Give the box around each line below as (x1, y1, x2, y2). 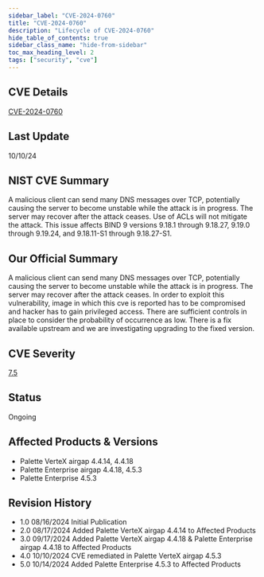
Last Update (8, 130, 70, 143)
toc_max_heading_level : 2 (8, 49, 94, 57)
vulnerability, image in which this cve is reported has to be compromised (8, 298, 246, 308)
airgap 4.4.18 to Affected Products (19, 543, 132, 552)
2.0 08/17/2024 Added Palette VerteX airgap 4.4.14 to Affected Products (19, 526, 256, 536)
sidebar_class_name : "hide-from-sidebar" (8, 41, 148, 49)
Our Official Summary (8, 251, 118, 265)
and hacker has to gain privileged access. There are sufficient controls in (8, 307, 247, 317)
